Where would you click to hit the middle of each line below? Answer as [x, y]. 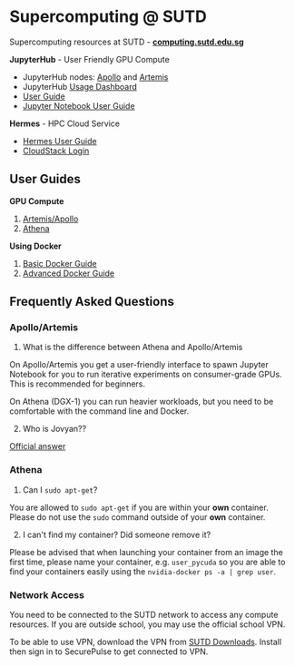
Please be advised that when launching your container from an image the [146, 552]
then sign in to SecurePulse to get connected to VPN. [109, 651]
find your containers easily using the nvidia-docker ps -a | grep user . [143, 571]
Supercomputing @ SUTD [108, 17]
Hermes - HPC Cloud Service [65, 123]
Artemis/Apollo [50, 219]
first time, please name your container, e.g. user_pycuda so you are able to [147, 562]
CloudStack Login [56, 151]
